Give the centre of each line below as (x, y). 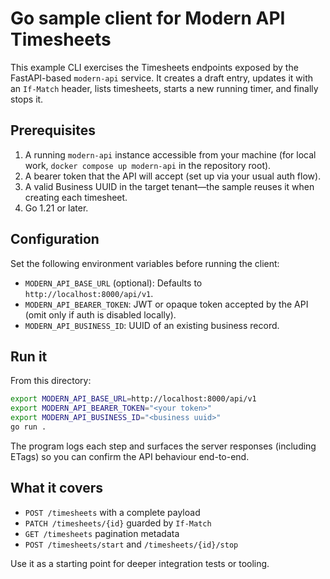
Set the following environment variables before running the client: (145, 263)
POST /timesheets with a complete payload (112, 512)
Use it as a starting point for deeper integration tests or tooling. (140, 563)
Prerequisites (53, 130)
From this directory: (51, 381)
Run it (29, 356)
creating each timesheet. (76, 197)
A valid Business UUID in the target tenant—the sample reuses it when (169, 186)
